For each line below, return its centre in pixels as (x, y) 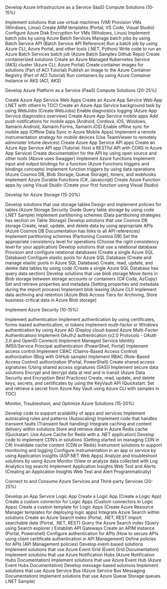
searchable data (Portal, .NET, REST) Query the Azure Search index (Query (82, 523)
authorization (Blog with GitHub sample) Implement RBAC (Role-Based (78, 356)
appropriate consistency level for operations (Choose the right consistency (82, 241)
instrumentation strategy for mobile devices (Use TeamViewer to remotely (81, 137)
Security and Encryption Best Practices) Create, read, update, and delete (80, 378)
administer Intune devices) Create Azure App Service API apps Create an (80, 142)
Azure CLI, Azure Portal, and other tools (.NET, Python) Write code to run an (83, 49)
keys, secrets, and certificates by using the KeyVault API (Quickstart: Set (80, 383)
